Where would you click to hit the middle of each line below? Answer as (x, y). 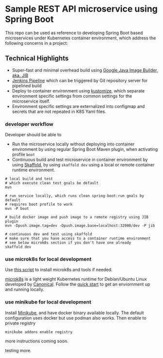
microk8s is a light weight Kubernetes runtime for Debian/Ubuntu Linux (76, 279)
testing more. (18, 350)
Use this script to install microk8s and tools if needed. (59, 270)
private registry (20, 323)
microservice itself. (31, 101)
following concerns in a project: (37, 43)
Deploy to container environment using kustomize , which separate (78, 90)
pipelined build (27, 86)
